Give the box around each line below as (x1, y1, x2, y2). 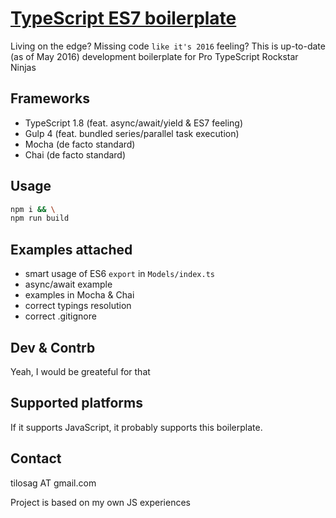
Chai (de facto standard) (24, 148, 127, 161)
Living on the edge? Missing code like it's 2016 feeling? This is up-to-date (10, 40, 326, 52)
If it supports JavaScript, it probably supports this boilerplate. (10, 421, 263, 433)
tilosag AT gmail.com (10, 477, 97, 489)
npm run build (10, 213, 70, 224)
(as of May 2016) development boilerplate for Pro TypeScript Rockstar (10, 50, 299, 62)
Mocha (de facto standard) (24, 138, 136, 150)
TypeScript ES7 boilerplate (10, 7, 237, 30)
